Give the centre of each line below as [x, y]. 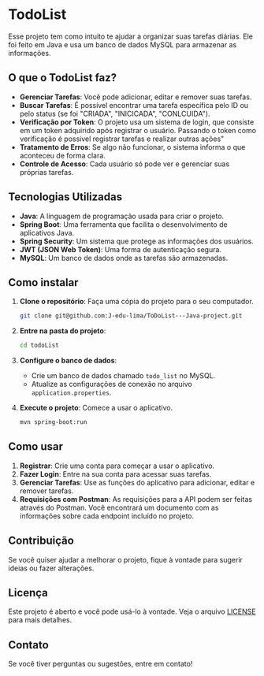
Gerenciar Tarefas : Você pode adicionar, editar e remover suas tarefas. [136, 97]
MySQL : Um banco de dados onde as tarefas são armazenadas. [124, 258]
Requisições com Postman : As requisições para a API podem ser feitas [136, 499]
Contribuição [41, 541]
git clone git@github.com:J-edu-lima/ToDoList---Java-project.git [131, 316]
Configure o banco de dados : [68, 361]
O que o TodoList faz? [63, 78]
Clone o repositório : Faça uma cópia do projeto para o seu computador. [136, 302]
